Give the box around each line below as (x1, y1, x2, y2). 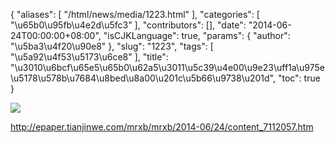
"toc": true (277, 72, 321, 84)
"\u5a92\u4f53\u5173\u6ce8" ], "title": (10, 51, 169, 63)
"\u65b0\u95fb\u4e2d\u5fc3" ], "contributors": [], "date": (10, 19, 247, 31)
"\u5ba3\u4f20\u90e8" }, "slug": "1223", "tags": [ (10, 40, 214, 52)
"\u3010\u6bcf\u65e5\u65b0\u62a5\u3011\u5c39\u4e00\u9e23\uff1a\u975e (10, 62, 325, 73)
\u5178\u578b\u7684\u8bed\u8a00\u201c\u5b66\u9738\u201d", (10, 72, 276, 84)
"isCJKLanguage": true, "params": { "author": (103, 30, 291, 41)
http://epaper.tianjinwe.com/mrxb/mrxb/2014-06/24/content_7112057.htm (10, 121, 314, 133)
